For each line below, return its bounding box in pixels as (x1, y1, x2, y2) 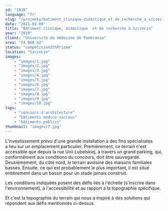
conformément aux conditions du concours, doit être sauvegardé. (5, 154, 141, 160)
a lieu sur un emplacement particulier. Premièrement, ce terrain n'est (5, 143, 146, 149)
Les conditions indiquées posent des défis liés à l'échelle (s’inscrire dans (5, 179, 156, 186)
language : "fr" (5, 12, 37, 17)
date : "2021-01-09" (5, 21, 46, 27)
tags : (5, 105, 16, 111)
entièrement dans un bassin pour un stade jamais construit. (5, 170, 127, 176)
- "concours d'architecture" (14, 110, 75, 116)
